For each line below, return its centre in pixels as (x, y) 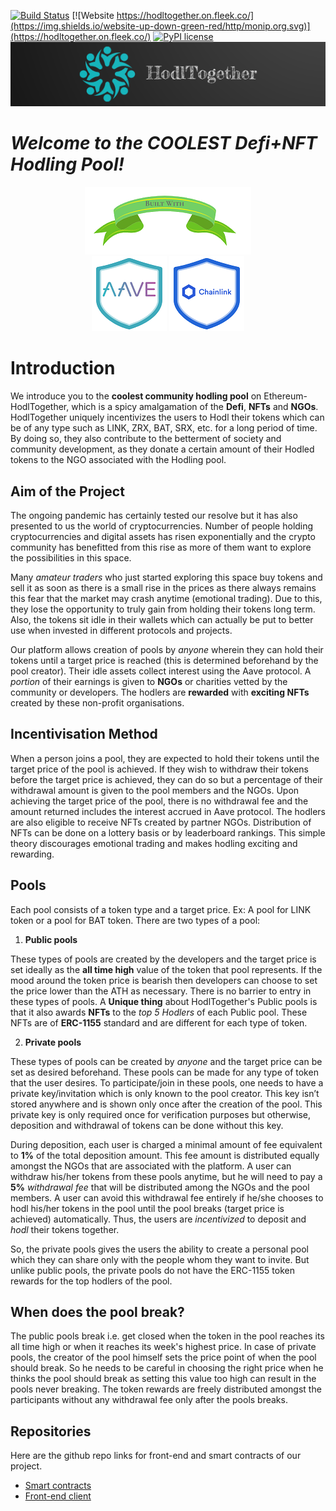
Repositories (51, 1431)
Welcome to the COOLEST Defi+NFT (164, 143)
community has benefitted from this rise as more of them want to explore (161, 547)
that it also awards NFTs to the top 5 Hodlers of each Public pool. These (159, 1012)
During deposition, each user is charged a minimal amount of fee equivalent (166, 1144)
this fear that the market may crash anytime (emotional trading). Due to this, (166, 598)
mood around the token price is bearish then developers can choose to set (164, 980)
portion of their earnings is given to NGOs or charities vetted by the (149, 681)
